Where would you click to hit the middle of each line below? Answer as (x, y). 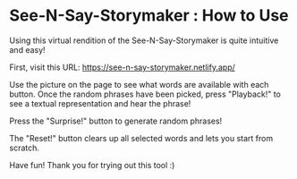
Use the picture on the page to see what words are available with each (139, 84)
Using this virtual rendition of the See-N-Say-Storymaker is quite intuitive (144, 40)
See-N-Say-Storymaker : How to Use (149, 16)
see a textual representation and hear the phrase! (100, 103)
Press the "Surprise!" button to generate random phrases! (116, 121)
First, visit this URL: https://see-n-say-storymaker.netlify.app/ (122, 67)
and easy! (28, 49)
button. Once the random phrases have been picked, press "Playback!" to (145, 94)
